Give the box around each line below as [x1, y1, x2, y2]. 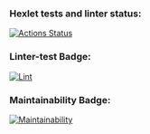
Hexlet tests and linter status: [9, 7, 142, 20]
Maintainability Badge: [9, 93, 111, 106]
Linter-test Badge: [9, 51, 91, 63]
